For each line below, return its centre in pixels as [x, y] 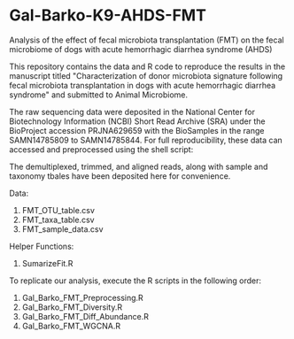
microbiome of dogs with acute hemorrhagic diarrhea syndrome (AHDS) [141, 49]
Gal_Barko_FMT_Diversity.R [72, 307]
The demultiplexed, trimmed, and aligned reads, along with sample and [139, 166]
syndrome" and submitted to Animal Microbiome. [99, 95]
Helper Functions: [42, 246]
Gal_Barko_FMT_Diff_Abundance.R [85, 316]
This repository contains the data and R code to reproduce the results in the [147, 66]
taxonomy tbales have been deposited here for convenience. [120, 176]
